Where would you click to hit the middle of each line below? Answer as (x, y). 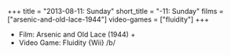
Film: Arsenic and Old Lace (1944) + (77, 34)
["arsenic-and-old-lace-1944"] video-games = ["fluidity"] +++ (108, 19)
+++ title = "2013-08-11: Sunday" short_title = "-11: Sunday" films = (116, 11)
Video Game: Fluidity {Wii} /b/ (67, 43)
